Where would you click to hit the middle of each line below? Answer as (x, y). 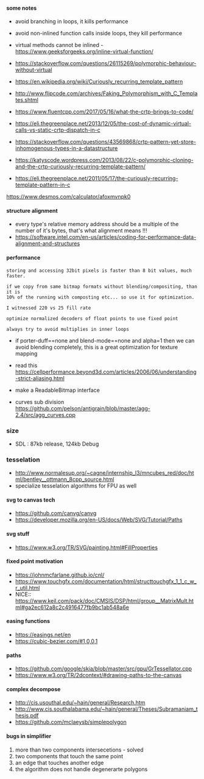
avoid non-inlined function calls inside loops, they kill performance (99, 34)
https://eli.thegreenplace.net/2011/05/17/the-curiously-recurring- (97, 179)
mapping (26, 354)
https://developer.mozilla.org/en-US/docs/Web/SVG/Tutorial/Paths (99, 520)
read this (26, 365)
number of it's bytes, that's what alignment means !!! (81, 230)
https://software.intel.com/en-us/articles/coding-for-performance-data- (106, 237)
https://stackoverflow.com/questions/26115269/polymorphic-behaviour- (106, 63)
